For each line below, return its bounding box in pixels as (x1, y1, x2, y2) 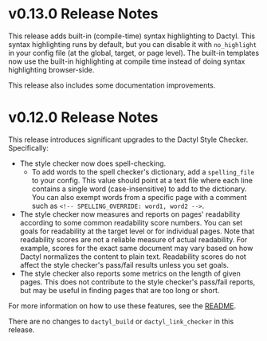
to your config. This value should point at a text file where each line (31, 175, 253, 185)
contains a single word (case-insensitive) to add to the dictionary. (31, 184, 247, 194)
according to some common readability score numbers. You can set (19, 218, 243, 227)
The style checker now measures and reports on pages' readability (19, 209, 241, 219)
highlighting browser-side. (8, 65, 95, 74)
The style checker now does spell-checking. (19, 159, 167, 168)
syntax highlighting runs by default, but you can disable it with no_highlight (8, 39, 257, 49)
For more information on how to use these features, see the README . (8, 300, 237, 311)
